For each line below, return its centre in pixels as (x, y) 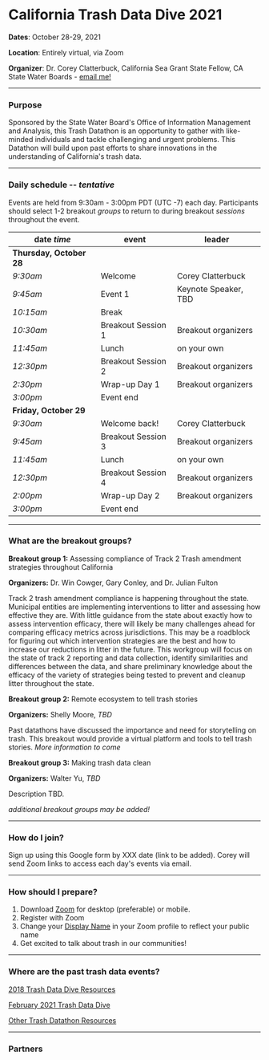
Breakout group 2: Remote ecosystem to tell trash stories (103, 699)
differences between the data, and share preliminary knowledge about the (130, 666)
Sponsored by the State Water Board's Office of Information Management (129, 123)
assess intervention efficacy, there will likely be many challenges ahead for (132, 623)
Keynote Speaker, (210, 289)
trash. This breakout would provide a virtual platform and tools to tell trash (130, 738)
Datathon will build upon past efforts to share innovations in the (113, 148)
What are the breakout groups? (70, 541)
